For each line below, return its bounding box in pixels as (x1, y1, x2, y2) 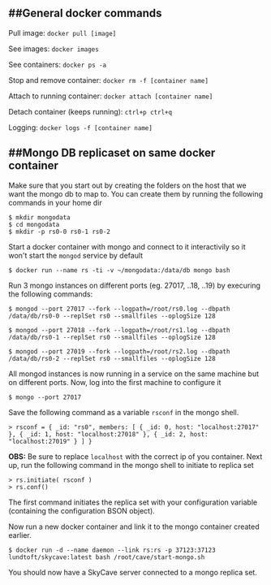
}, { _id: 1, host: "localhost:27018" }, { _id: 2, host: (8, 430, 209, 438)
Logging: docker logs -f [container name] (8, 122, 153, 132)
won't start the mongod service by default (8, 250, 144, 260)
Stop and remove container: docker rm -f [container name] (8, 75, 209, 84)
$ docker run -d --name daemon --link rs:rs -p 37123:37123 (8, 546, 217, 554)
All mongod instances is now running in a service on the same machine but (8, 369, 260, 379)
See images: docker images (8, 44, 99, 54)
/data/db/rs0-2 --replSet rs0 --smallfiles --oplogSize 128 (8, 354, 217, 362)
